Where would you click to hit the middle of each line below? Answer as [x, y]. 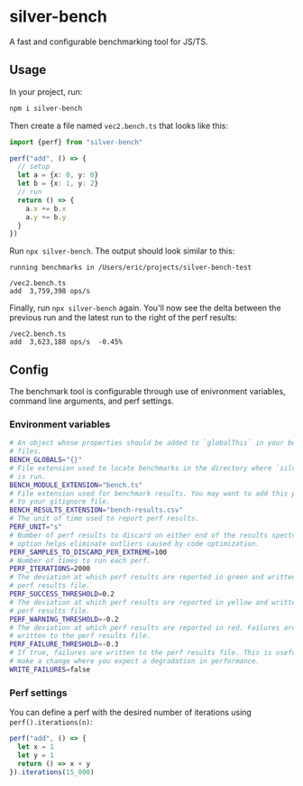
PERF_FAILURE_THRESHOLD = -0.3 [64, 644]
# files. [26, 452]
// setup [34, 167]
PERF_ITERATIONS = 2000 [50, 569]
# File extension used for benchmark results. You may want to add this [149, 494]
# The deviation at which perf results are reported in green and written [153, 578]
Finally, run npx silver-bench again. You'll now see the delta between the [145, 308]
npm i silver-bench [46, 108]
